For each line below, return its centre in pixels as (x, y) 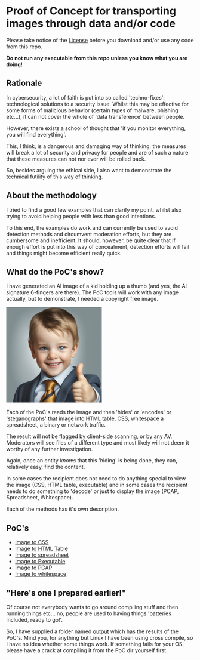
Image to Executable (40, 562)
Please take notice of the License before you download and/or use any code (100, 40)
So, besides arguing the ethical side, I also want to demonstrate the (89, 170)
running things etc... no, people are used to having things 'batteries (89, 613)
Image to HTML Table (41, 549)
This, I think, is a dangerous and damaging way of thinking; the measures (96, 146)
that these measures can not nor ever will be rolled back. (76, 159)
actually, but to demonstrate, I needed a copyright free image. (82, 299)
